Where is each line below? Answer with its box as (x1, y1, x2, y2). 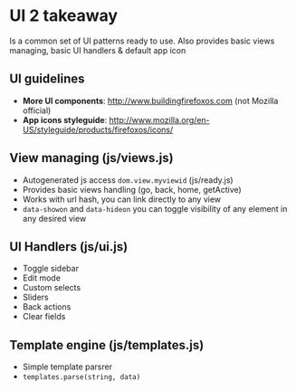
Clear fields (22, 311, 66, 322)
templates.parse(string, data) (22, 373, 141, 382)
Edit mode (22, 272, 62, 283)
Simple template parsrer (22, 361, 113, 372)
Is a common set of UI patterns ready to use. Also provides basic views (9, 35, 275, 46)
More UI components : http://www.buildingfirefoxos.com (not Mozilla (22, 95, 279, 106)
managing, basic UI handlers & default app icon (9, 44, 186, 55)
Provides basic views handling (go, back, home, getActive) (22, 184, 242, 195)
